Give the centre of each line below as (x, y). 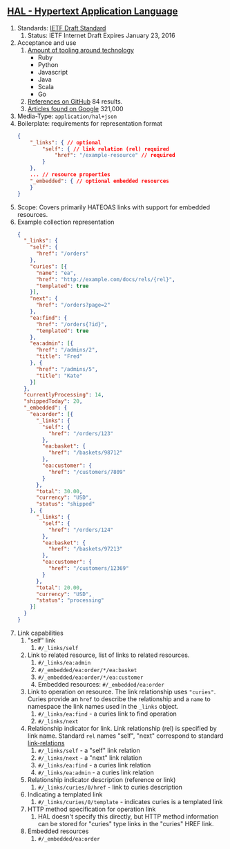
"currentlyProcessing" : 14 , (64, 395)
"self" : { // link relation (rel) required (106, 149)
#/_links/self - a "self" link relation (89, 750)
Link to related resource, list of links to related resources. (108, 655)
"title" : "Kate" (59, 376)
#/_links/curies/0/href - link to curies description (110, 787)
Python (48, 64)
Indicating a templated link (65, 794)
